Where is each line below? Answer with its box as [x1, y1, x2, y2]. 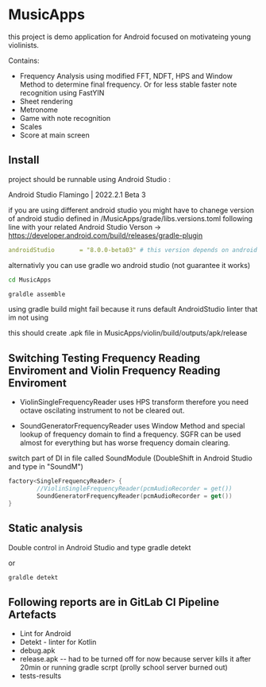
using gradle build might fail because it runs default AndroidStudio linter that [8, 305, 258, 314]
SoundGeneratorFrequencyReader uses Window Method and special [19, 421, 245, 431]
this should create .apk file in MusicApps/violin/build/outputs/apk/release [8, 328, 248, 338]
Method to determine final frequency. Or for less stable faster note [19, 80, 237, 89]
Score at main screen [19, 130, 90, 140]
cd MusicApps [8, 276, 52, 284]
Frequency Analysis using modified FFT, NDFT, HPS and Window [19, 71, 233, 80]
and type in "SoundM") [8, 462, 83, 472]
